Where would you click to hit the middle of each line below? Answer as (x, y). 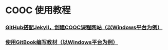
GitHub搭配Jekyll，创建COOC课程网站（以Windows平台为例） (84, 27)
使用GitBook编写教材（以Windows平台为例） (62, 42)
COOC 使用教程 (38, 10)
